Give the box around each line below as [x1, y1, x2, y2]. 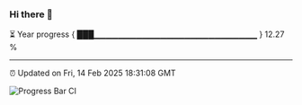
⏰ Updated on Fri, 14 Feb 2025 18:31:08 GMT [9, 67, 177, 79]
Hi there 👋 [9, 8, 54, 21]
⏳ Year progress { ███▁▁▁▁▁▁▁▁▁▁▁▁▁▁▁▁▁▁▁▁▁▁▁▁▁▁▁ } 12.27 [9, 29, 285, 39]
